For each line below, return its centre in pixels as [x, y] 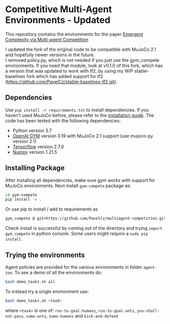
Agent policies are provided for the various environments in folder [74, 267]
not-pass [14, 316]
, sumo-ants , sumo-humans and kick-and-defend [71, 316]
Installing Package [35, 168]
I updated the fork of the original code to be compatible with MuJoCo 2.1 [81, 49]
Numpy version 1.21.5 [35, 152]
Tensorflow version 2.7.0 [38, 147]
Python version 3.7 [32, 130]
